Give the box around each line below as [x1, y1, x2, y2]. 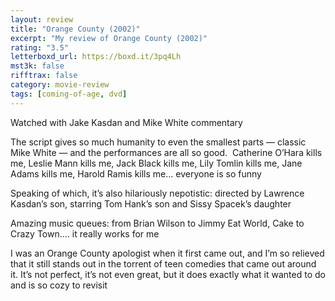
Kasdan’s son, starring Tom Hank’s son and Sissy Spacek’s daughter [10, 197, 292, 210]
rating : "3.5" [10, 42, 70, 53]
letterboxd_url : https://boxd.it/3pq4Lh [10, 52, 182, 62]
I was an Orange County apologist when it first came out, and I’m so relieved [10, 247, 325, 259]
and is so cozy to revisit [10, 279, 108, 291]
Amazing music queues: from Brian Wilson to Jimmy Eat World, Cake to [10, 217, 305, 229]
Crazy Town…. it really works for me [10, 227, 160, 240]
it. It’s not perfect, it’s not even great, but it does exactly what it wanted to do [10, 268, 326, 280]
